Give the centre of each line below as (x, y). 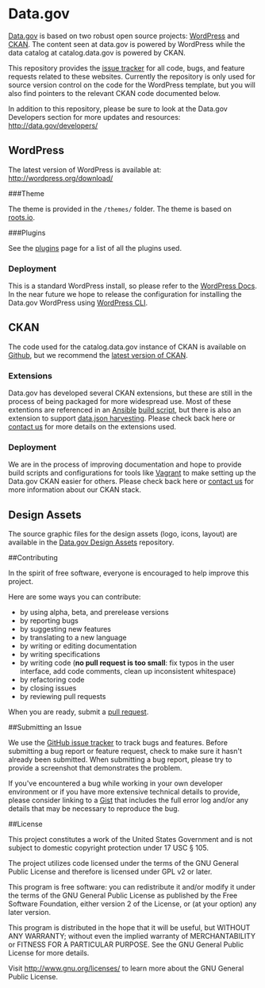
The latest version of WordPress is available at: (85, 169)
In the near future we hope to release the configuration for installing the (125, 294)
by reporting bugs (49, 621)
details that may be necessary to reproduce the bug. (94, 809)
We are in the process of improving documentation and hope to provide (125, 464)
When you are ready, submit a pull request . (79, 712)
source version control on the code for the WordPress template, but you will (132, 85)
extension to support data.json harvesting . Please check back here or (122, 418)
